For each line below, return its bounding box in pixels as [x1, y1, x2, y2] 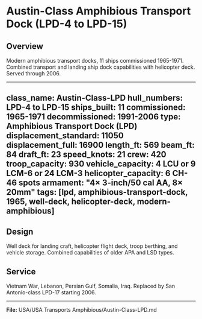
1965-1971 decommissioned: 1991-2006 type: [6, 112, 182, 122]
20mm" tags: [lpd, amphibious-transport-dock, [6, 187, 188, 197]
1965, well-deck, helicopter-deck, [6, 197, 135, 207]
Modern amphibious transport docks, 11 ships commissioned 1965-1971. [6, 57, 184, 64]
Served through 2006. [6, 70, 61, 77]
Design [6, 226, 34, 236]
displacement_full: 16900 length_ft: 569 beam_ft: [6, 140, 195, 150]
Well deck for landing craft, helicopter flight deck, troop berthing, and [6, 242, 179, 250]
